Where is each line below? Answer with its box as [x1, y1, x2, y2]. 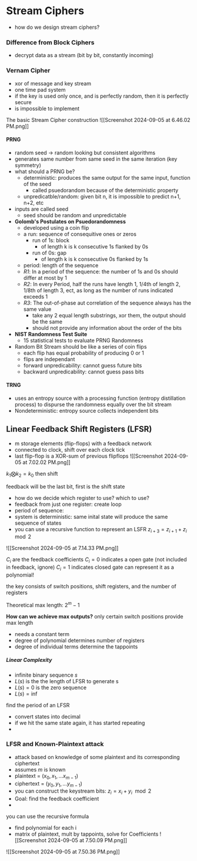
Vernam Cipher [6, 67, 51, 75]
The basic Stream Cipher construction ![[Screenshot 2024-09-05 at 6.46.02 [6, 116, 191, 123]
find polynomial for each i [14, 824, 77, 832]
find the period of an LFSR [6, 701, 70, 708]
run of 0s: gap [32, 249, 66, 256]
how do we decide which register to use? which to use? [14, 494, 150, 501]
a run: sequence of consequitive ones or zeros [23, 230, 137, 237]
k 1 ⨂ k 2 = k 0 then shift [6, 470, 58, 478]
